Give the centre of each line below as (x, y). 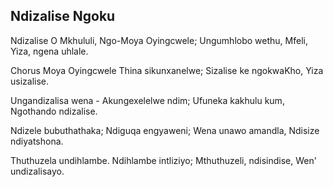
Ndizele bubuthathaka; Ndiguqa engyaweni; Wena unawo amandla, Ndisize (165, 130)
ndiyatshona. (37, 141)
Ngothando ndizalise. (54, 111)
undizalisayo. (37, 171)
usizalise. (30, 81)
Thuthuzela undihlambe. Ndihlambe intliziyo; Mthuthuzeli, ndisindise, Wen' (163, 160)
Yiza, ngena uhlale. (49, 51)
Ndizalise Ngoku (63, 16)
